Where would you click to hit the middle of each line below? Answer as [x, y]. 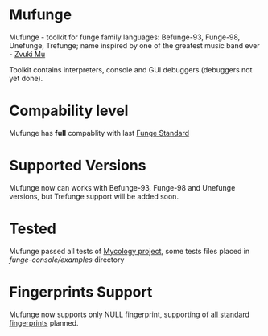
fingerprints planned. [44, 322]
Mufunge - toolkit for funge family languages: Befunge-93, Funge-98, [125, 37]
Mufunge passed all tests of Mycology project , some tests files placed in [130, 251]
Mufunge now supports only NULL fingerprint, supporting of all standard [130, 314]
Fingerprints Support [81, 292]
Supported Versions [78, 166]
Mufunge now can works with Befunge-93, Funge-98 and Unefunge [122, 187]
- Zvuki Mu [27, 54]
